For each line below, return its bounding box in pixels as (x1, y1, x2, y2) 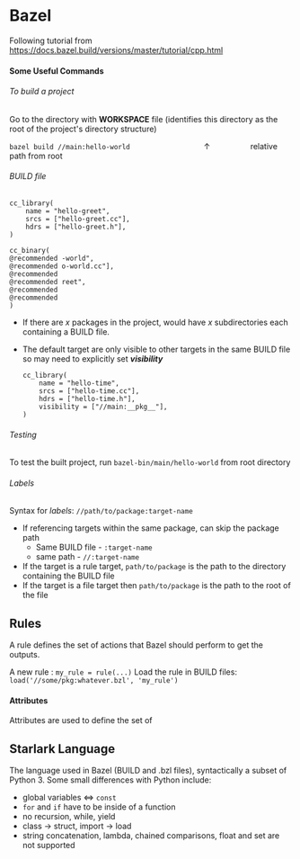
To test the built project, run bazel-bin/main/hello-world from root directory (9, 457, 291, 468)
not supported (22, 840, 75, 851)
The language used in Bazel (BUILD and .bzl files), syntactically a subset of (9, 765, 287, 776)
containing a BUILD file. (22, 326, 110, 337)
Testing (9, 429, 38, 440)
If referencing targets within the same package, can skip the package (22, 523, 280, 533)
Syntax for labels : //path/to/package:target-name (9, 506, 193, 516)
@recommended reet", (9, 277, 87, 286)
